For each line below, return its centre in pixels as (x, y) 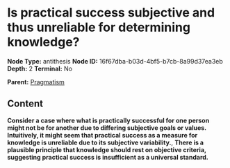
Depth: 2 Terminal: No (40, 68)
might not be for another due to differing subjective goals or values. (107, 128)
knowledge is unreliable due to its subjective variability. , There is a (105, 142)
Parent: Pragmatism (36, 82)
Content (25, 104)
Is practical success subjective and (111, 13)
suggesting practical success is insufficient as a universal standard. (108, 157)
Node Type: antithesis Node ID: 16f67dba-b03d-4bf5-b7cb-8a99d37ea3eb (115, 61)
